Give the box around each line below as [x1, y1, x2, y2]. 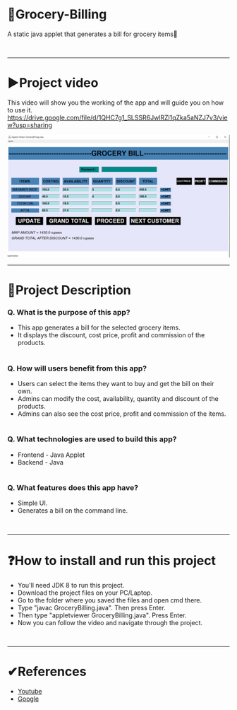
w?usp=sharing [7, 120, 53, 129]
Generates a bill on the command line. [17, 506, 128, 515]
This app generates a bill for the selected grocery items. [17, 323, 181, 332]
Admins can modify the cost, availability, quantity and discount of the [17, 395, 219, 403]
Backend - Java [17, 458, 63, 466]
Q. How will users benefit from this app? [7, 363, 147, 373]
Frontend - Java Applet [17, 450, 85, 459]
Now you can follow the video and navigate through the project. [17, 619, 203, 627]
